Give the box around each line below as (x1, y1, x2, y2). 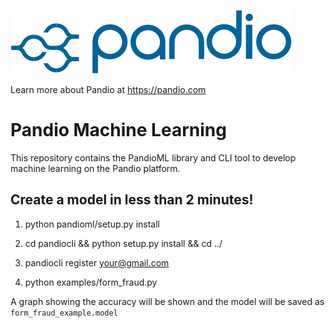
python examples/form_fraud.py (24, 276, 158, 288)
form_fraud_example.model (10, 308, 118, 318)
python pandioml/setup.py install (24, 218, 160, 230)
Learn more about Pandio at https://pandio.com (10, 84, 207, 95)
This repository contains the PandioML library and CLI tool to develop (10, 151, 297, 164)
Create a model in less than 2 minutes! (10, 191, 254, 209)
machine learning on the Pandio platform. (10, 162, 181, 174)
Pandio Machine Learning (10, 119, 227, 142)
